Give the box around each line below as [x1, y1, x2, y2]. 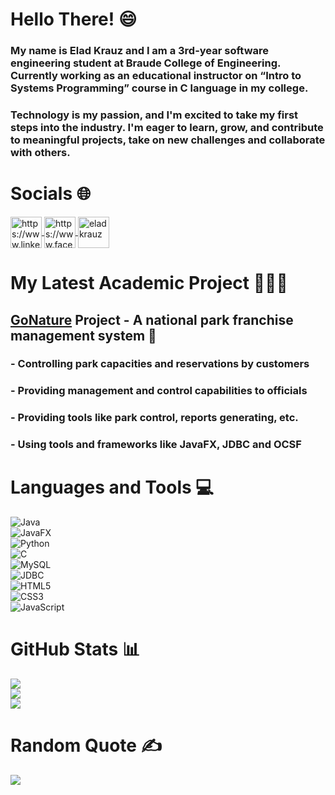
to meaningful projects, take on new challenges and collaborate [10, 133, 326, 147]
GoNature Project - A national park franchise [10, 311, 294, 328]
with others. [10, 146, 71, 160]
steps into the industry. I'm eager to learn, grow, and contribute [10, 121, 324, 135]
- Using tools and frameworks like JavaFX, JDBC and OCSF [10, 438, 302, 452]
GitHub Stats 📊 [10, 638, 141, 661]
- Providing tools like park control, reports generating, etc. [10, 411, 299, 425]
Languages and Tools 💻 [10, 476, 215, 499]
